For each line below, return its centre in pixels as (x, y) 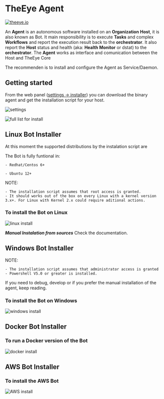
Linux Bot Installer (33, 135)
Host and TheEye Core (28, 58)
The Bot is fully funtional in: (33, 156)
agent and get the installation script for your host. (55, 100)
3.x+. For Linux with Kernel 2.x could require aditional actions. (75, 200)
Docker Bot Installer (36, 327)
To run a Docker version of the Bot (47, 341)
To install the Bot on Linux (36, 213)
